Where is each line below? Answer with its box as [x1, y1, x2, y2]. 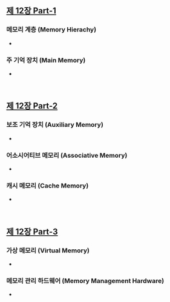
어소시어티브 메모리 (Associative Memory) [6, 151, 128, 159]
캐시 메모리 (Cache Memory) [6, 181, 89, 190]
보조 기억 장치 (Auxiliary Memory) [6, 121, 104, 129]
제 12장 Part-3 [6, 226, 58, 237]
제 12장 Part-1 [6, 5, 56, 16]
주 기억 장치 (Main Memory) [6, 56, 86, 64]
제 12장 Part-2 [6, 101, 58, 111]
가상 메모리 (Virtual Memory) [6, 246, 90, 255]
